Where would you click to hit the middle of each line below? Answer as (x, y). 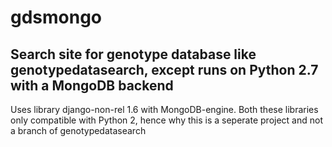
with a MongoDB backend (92, 85)
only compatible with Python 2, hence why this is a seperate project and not (166, 120)
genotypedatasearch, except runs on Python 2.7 (164, 69)
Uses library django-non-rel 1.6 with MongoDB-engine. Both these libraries (164, 109)
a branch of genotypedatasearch (78, 130)
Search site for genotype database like (133, 54)
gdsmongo (56, 17)
